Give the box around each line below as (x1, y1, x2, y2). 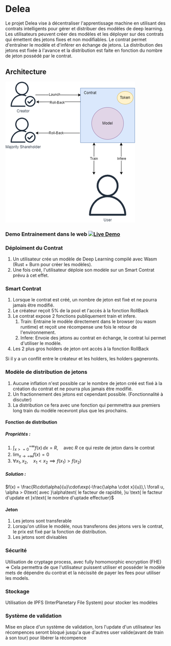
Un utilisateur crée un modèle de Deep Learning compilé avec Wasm (12, 256, 157, 262)
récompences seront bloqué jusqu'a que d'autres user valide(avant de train (5, 629, 164, 636)
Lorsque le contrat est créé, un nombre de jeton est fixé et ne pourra (12, 297, 157, 303)
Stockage (5, 588, 30, 595)
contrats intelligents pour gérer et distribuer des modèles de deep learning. (5, 25, 163, 31)
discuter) (12, 396, 32, 402)
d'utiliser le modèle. (20, 340, 62, 347)
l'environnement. (20, 329, 56, 336)
